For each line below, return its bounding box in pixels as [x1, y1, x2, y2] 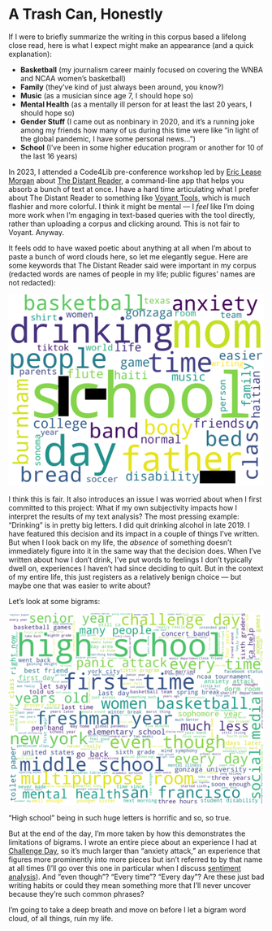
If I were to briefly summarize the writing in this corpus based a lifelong [8, 32, 247, 41]
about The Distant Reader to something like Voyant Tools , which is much [8, 193, 251, 202]
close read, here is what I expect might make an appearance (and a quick [8, 40, 254, 50]
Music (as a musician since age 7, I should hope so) [19, 90, 194, 100]
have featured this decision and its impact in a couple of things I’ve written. [8, 529, 260, 538]
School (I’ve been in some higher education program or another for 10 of [19, 142, 264, 152]
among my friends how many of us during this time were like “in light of [19, 125, 259, 135]
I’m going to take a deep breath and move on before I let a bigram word [8, 904, 247, 915]
